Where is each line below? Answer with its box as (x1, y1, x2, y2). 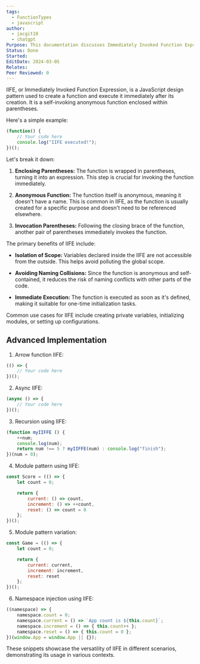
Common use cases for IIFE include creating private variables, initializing (6, 311, 185, 319)
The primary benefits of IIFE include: (6, 240, 96, 247)
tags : (6, 8, 20, 15)
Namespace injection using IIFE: (14, 595, 94, 603)
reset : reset (27, 573, 60, 579)
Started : (6, 53, 28, 59)
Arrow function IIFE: (14, 351, 64, 358)
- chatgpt (11, 36, 36, 42)
